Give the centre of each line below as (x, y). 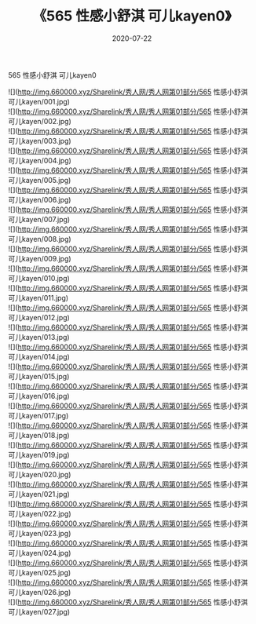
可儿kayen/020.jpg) (40, 474)
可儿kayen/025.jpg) (40, 572)
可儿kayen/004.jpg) (40, 160)
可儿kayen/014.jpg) (39, 356)
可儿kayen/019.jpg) (39, 454)
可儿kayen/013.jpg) (39, 337)
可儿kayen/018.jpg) (39, 435)
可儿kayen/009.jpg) (40, 258)
